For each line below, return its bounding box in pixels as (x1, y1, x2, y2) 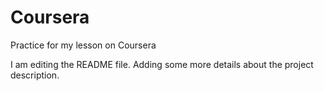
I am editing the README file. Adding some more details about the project (10, 58, 314, 70)
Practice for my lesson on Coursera (10, 39, 157, 51)
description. (10, 69, 60, 81)
